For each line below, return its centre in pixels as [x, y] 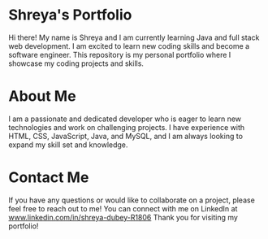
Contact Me [49, 178]
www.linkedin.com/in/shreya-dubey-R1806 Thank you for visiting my [123, 217]
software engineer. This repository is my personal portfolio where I [120, 54]
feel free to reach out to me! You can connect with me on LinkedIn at [123, 208]
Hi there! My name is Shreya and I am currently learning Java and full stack [134, 37]
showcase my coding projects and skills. [76, 63]
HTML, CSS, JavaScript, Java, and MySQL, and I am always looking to [126, 136]
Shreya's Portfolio [70, 15]
